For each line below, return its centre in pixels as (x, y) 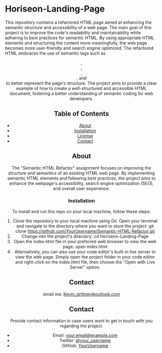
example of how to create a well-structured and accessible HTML (81, 88)
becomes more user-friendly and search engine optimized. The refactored (79, 48)
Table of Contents (81, 114)
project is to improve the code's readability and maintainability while (73, 32)
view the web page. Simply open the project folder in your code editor (85, 257)
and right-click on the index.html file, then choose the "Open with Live (85, 262)
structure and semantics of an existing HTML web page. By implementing (81, 173)
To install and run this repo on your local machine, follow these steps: (81, 211)
